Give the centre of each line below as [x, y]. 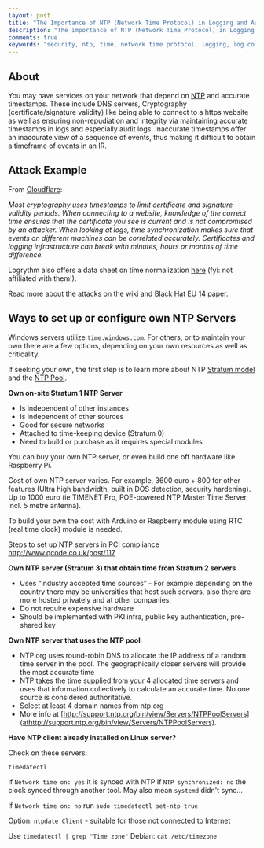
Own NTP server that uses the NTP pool [74, 640]
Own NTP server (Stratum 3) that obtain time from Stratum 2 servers [122, 568]
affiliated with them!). [42, 278]
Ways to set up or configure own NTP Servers [122, 318]
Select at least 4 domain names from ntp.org [92, 706]
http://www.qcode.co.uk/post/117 [62, 552]
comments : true [33, 37]
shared [31, 625]
